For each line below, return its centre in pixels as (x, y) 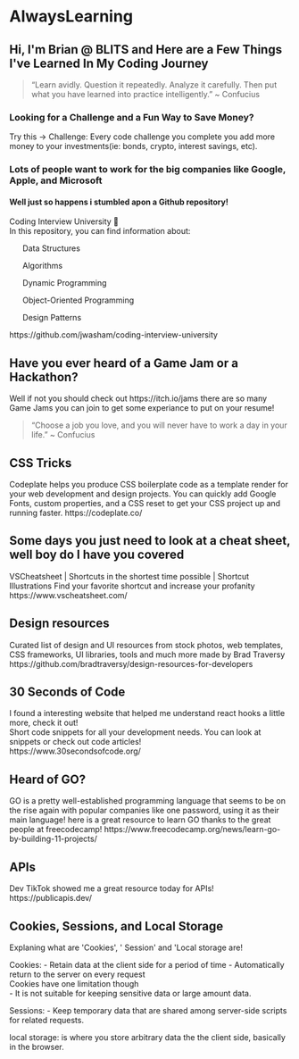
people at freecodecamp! (56, 830)
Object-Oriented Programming (78, 300)
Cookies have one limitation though (74, 983)
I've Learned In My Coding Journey (109, 63)
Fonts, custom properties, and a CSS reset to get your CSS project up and (145, 504)
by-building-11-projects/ (54, 839)
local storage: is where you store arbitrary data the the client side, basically (147, 1037)
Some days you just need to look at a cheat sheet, (150, 541)
